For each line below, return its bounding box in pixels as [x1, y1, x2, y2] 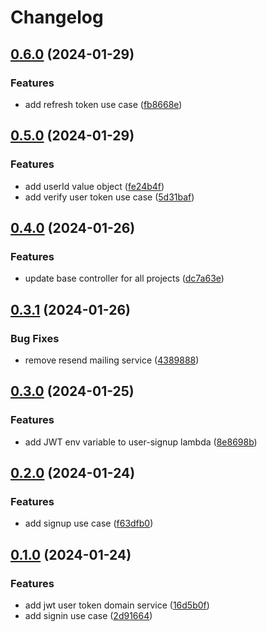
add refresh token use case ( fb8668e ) [24, 98, 183, 110]
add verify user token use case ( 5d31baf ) [24, 191, 195, 203]
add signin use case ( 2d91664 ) [24, 610, 153, 621]
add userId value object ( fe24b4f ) [24, 180, 165, 192]
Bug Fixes [10, 331, 60, 345]
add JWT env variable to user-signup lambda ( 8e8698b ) [24, 436, 258, 448]
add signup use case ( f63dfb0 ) [24, 517, 154, 530]
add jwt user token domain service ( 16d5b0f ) [24, 599, 210, 611]
